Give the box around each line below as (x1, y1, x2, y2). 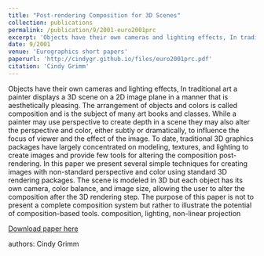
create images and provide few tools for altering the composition (8, 150, 218, 160)
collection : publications (8, 19, 93, 27)
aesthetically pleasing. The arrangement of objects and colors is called (8, 100, 238, 110)
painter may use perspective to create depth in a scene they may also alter (8, 117, 250, 126)
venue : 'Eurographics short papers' (8, 48, 128, 56)
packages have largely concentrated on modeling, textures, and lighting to (8, 142, 249, 151)
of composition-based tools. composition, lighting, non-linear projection (8, 208, 241, 218)
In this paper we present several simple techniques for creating (42, 158, 248, 168)
